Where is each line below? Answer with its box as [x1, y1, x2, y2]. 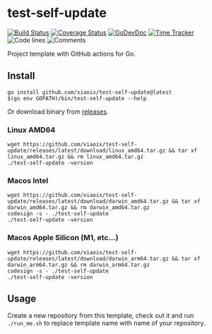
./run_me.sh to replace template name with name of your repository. [7, 319, 206, 328]
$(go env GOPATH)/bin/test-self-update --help [7, 95, 147, 102]
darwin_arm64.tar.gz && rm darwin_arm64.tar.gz [7, 261, 151, 268]
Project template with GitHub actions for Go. [7, 49, 136, 58]
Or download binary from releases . [7, 107, 109, 116]
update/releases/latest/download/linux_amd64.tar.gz [7, 147, 166, 155]
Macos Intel [7, 175, 49, 185]
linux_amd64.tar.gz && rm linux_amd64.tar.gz [7, 153, 143, 160]
